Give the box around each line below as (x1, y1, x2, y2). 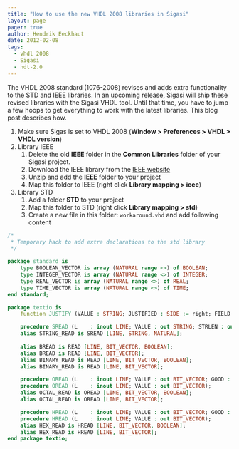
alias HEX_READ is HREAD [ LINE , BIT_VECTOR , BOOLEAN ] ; (20, 422, 186, 429)
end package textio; (7, 435, 69, 443)
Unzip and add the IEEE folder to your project (28, 172, 161, 181)
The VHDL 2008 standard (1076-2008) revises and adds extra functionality (7, 83, 228, 91)
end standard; (7, 291, 50, 298)
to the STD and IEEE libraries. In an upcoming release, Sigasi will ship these (7, 91, 228, 99)
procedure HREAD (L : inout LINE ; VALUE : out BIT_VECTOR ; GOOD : (20, 408, 231, 416)
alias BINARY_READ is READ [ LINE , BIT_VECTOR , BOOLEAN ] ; (20, 356, 193, 363)
